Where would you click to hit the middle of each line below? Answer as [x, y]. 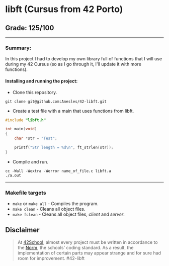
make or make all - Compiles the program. [56, 204]
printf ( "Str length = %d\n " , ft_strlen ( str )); [64, 147]
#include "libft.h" [26, 120]
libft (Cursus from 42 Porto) [64, 9]
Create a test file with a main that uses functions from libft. [73, 111]
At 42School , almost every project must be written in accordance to [88, 242]
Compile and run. [30, 161]
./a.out [13, 175]
